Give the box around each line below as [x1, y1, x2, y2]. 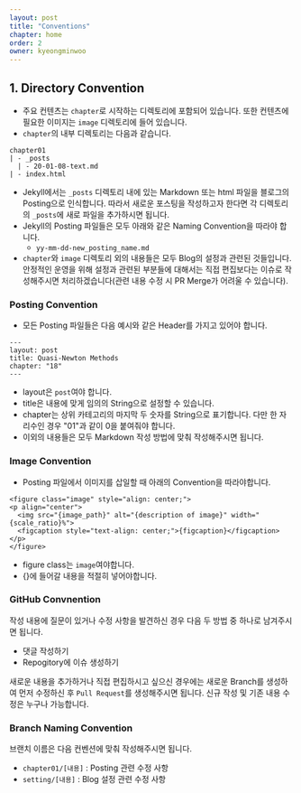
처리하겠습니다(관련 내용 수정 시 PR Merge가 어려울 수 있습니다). [61, 275, 288, 285]
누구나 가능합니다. [25, 698, 89, 709]
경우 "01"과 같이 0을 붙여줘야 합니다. [46, 421, 176, 432]
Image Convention [9, 455, 92, 468]
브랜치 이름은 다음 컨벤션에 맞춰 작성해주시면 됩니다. [9, 743, 192, 754]
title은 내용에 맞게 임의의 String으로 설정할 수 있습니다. [22, 398, 214, 409]
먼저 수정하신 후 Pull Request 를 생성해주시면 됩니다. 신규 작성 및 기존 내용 [18, 687, 281, 698]
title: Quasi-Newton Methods [9, 354, 119, 363]
